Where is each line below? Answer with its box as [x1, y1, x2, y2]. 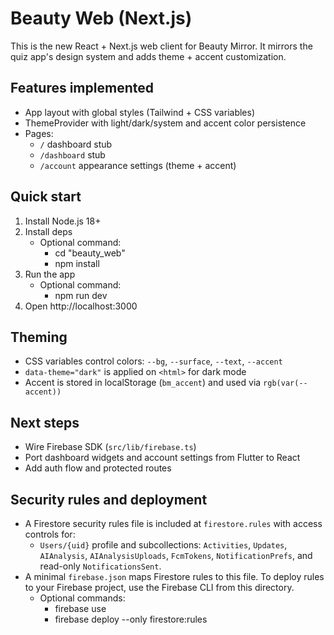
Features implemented [10, 80, 154, 97]
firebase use [54, 603, 107, 614]
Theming [10, 328, 68, 346]
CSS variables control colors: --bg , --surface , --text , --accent [24, 355, 283, 367]
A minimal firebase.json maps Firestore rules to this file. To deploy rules [24, 571, 325, 582]
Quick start [10, 188, 82, 206]
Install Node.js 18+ [24, 215, 102, 227]
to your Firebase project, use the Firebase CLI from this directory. [24, 582, 295, 593]
